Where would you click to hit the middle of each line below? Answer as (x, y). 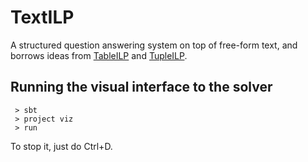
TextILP (42, 17)
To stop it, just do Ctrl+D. (61, 146)
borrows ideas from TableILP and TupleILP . (99, 55)
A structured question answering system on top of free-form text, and (154, 45)
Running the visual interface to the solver (141, 87)
